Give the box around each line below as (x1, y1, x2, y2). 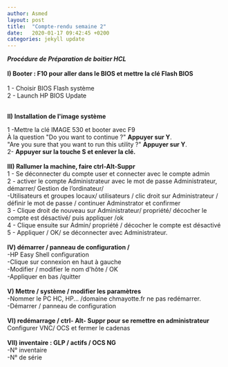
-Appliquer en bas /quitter (7, 272, 81, 281)
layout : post (7, 17, 45, 23)
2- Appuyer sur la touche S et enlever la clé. (7, 148, 136, 156)
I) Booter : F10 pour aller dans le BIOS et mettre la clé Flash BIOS (7, 70, 193, 78)
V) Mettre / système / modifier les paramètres (7, 288, 142, 296)
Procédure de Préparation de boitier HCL (7, 55, 126, 63)
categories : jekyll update (7, 36, 85, 43)
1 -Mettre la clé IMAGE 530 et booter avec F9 (7, 126, 136, 134)
